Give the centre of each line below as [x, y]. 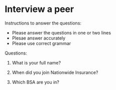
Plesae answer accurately [39, 38]
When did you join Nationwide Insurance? [55, 72]
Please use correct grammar [41, 43]
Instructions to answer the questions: [43, 23]
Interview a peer [39, 9]
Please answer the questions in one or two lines [62, 32]
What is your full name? [36, 62]
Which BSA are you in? [36, 82]
